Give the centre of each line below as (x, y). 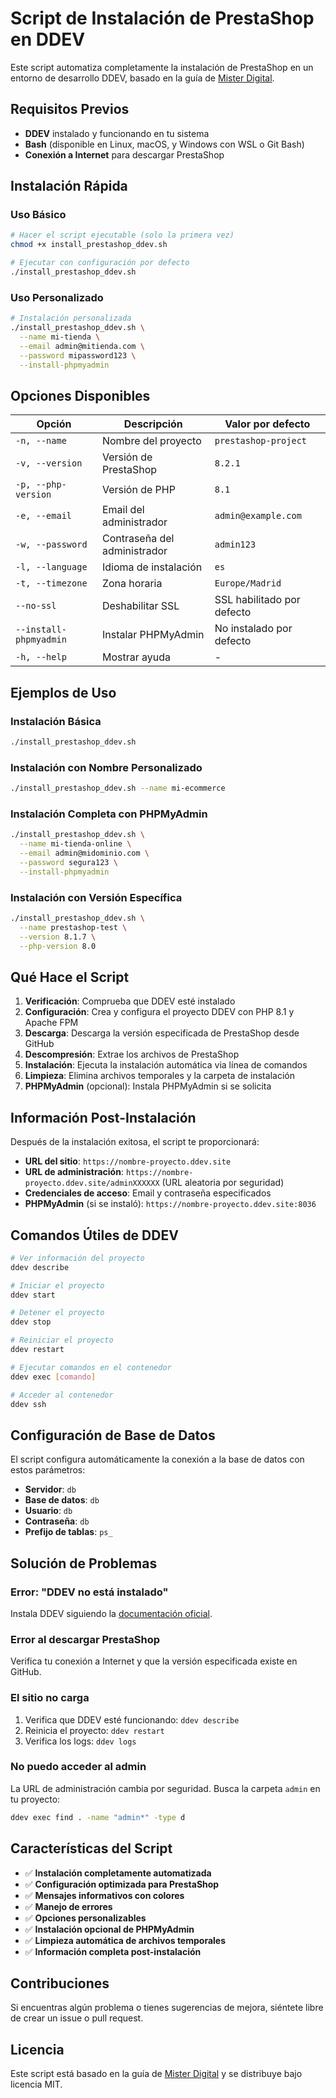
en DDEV (48, 39)
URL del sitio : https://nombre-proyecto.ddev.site (128, 1161)
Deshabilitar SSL (140, 606)
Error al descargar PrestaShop (85, 1639)
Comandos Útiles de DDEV (94, 1235)
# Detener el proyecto (57, 1313)
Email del (123, 510)
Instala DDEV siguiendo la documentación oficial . (111, 1613)
